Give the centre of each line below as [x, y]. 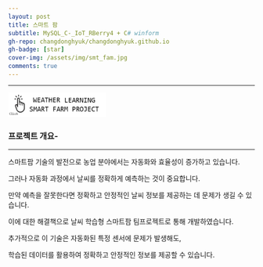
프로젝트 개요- [33, 135]
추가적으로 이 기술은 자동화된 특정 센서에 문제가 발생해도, [95, 238]
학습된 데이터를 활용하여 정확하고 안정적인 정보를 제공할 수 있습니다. [112, 255]
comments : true [33, 67]
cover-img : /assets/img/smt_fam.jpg [68, 58]
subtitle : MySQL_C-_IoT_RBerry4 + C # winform [83, 33]
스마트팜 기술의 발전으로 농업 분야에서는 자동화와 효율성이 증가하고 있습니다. [124, 162]
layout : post [29, 16]
